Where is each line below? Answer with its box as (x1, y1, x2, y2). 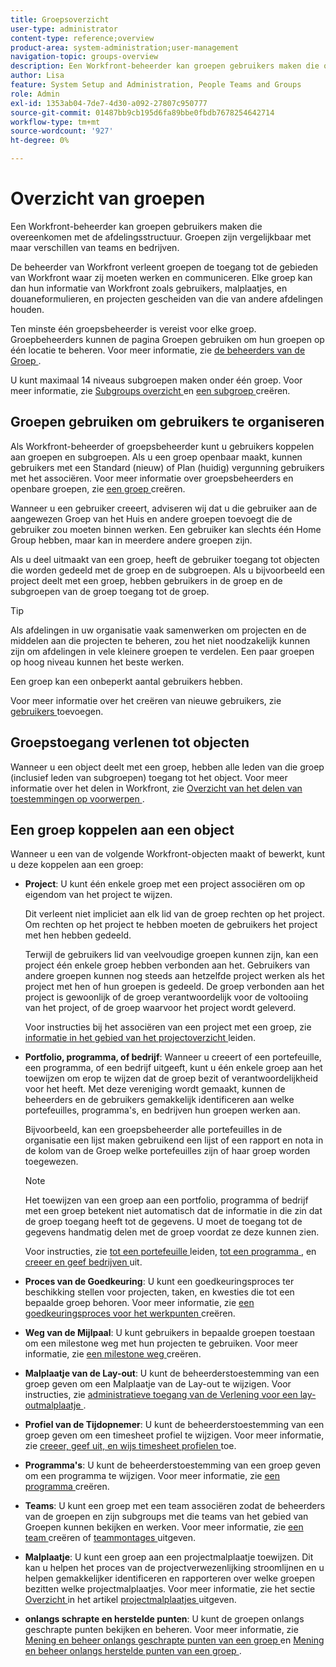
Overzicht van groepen (10, 187, 206, 210)
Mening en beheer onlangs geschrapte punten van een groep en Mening (24, 1634, 325, 1646)
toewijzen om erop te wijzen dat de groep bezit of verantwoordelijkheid (24, 1072, 319, 1085)
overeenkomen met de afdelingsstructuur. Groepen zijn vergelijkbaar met (10, 231, 312, 243)
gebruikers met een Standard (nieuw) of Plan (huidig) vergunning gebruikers (10, 461, 325, 473)
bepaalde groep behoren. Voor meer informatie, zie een (24, 1297, 255, 1309)
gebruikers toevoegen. (10, 705, 104, 717)
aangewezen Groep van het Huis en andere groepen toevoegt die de (10, 512, 293, 525)
